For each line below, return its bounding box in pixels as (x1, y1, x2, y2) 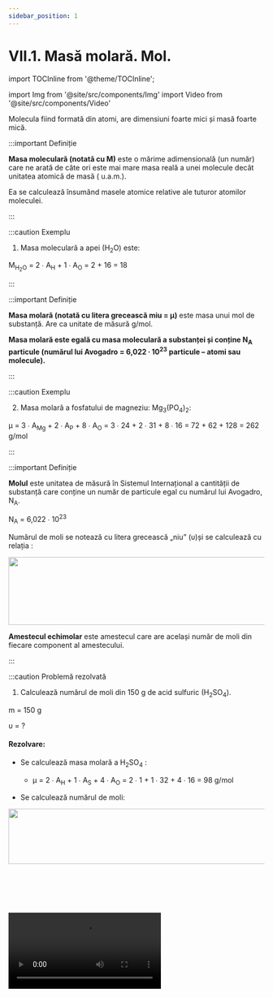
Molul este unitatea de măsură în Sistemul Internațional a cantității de (8, 478, 240, 488)
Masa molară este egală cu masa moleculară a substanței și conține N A (8, 334, 253, 347)
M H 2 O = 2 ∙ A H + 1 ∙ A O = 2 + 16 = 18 (8, 261, 128, 273)
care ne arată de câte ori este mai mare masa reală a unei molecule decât (8, 162, 254, 172)
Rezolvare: (8, 740, 46, 749)
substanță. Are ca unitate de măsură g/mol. (8, 319, 153, 329)
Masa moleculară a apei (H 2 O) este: (19, 243, 141, 254)
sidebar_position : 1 (8, 11, 79, 20)
